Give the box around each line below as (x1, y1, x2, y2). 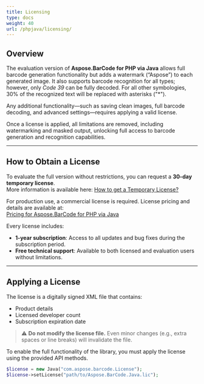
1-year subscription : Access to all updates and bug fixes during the (15, 234, 185, 241)
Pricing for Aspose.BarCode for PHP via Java (6, 211, 120, 218)
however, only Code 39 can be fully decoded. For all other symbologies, (6, 84, 186, 91)
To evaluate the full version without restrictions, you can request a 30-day (6, 173, 192, 180)
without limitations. (15, 253, 63, 260)
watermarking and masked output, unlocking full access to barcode (6, 127, 175, 134)
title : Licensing (6, 9, 50, 15)
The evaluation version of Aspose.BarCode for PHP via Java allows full (6, 65, 185, 72)
